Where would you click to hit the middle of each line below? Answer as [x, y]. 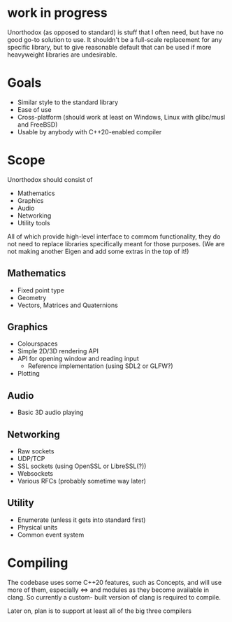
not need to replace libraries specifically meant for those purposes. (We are [116, 243]
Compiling [38, 563]
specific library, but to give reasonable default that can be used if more [109, 47]
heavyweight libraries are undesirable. [62, 55]
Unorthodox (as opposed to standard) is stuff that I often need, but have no [115, 32]
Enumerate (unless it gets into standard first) [81, 520]
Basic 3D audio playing [50, 412]
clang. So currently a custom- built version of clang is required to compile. [114, 597]
